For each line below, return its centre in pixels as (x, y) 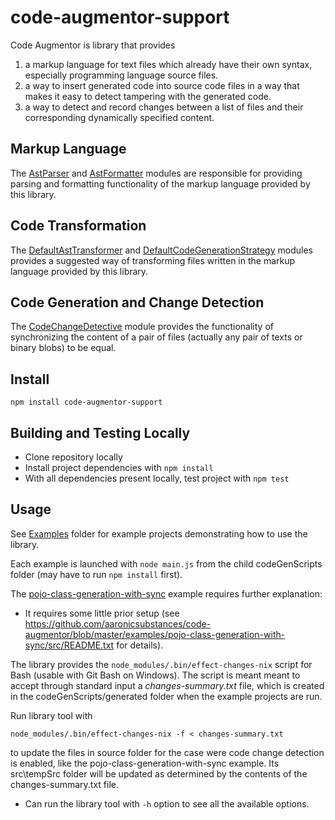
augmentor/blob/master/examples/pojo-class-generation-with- (155, 634)
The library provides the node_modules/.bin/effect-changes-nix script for (161, 664)
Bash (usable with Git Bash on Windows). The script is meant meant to (155, 675)
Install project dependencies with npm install (119, 467)
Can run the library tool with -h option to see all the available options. (167, 803)
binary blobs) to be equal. (63, 348)
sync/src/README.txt (69, 645)
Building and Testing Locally (100, 432)
